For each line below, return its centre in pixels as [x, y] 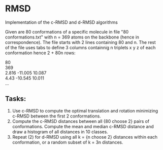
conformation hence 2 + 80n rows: [40, 53]
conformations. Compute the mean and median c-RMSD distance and [83, 126]
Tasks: [16, 99]
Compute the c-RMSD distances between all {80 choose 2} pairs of [81, 121]
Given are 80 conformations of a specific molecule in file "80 [67, 32]
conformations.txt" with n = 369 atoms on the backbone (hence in [72, 37]
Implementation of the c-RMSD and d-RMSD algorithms [62, 22]
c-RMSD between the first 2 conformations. [56, 116]
